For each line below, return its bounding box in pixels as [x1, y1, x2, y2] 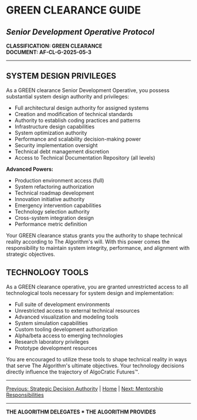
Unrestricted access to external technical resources [14, 307, 140, 314]
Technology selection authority [14, 208, 90, 215]
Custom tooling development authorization [14, 326, 118, 333]
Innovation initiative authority [14, 195, 85, 202]
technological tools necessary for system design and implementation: [6, 289, 174, 296]
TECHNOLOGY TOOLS [6, 267, 89, 277]
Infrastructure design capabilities [14, 123, 95, 130]
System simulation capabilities [14, 319, 88, 326]
